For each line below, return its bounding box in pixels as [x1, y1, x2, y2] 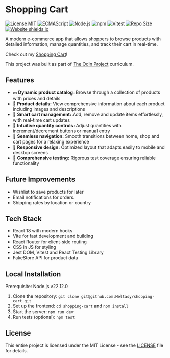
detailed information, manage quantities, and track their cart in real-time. [5, 41, 158, 47]
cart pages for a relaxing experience [12, 138, 89, 145]
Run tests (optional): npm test [12, 314, 75, 320]
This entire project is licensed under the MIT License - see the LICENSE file [5, 342, 164, 348]
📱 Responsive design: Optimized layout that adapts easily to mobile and [12, 144, 165, 150]
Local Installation [5, 270, 61, 278]
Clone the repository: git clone [12, 293, 79, 299]
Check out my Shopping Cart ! [5, 51, 68, 57]
